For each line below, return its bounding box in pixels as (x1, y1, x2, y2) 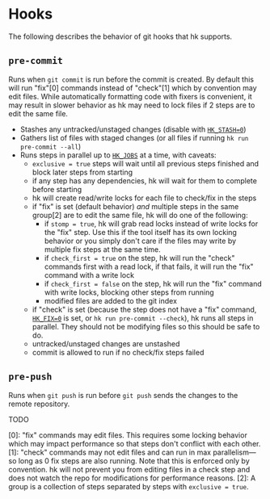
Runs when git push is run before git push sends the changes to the (8, 390, 238, 400)
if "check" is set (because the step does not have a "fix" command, (32, 304, 257, 314)
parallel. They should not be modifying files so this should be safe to (32, 321, 260, 331)
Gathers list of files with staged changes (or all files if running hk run (19, 132, 249, 142)
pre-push (8, 371, 53, 383)
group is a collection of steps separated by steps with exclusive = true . (8, 481, 249, 491)
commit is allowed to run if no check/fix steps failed (32, 347, 205, 357)
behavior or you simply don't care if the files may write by (44, 236, 237, 245)
